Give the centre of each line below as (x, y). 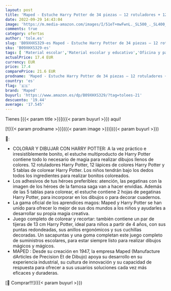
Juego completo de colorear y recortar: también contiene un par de (83, 219)
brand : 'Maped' (21, 90)
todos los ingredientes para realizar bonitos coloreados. (71, 176)
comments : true (21, 29)
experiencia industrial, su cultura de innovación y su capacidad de (82, 262)
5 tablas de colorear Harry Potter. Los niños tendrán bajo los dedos (83, 170)
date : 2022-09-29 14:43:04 (34, 19)
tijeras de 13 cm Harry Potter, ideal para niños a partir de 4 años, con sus (89, 224)
